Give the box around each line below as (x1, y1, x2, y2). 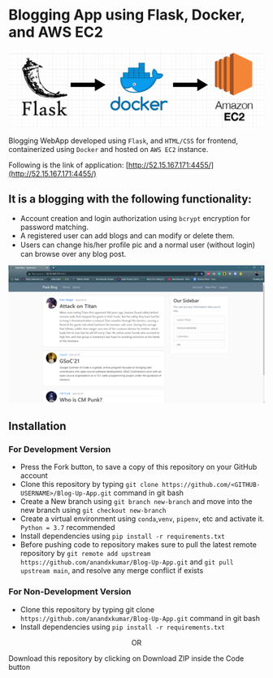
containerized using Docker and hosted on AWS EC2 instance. (8, 144, 209, 154)
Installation (8, 419, 67, 432)
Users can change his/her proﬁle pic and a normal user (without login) (19, 240, 256, 250)
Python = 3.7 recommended (19, 523, 115, 532)
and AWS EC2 (8, 23, 104, 41)
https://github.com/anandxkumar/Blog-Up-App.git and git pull (19, 557, 234, 567)
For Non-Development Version (8, 586, 132, 598)
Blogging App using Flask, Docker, (8, 6, 245, 24)
